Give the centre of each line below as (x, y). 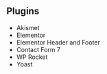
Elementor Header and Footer (58, 42)
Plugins (23, 11)
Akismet (28, 27)
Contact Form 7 (38, 49)
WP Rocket (32, 57)
